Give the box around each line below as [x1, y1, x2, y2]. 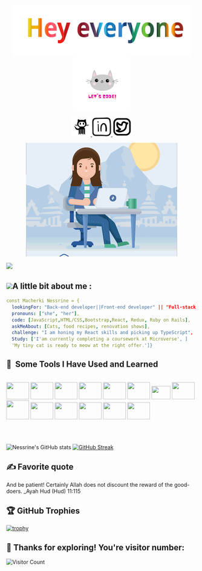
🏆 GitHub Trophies [6, 506, 80, 516]
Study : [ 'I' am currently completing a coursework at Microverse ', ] [11, 336, 188, 342]
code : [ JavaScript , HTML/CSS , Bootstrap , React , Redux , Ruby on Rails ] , [11, 317, 191, 323]
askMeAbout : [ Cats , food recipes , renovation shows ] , [11, 323, 150, 329]
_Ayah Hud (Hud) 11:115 [23, 487, 81, 495]
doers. [6, 487, 22, 495]
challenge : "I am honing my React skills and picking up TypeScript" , [11, 330, 194, 336]
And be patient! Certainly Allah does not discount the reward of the [6, 481, 174, 488]
